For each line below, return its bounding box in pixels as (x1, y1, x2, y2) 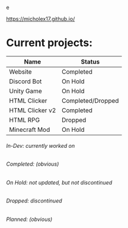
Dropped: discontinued (6, 197, 62, 204)
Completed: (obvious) (6, 160, 59, 167)
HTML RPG (9, 116, 40, 124)
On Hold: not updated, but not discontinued (6, 179, 113, 186)
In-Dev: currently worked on (6, 142, 75, 149)
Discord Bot (9, 77, 42, 85)
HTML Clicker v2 (9, 106, 56, 114)
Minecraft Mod (9, 125, 50, 134)
